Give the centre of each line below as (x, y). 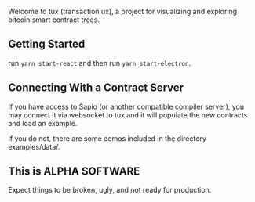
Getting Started (47, 44)
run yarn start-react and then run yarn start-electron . (99, 63)
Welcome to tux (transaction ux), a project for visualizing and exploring (123, 11)
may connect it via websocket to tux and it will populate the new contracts (128, 115)
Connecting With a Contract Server (96, 88)
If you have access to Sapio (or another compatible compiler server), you (126, 106)
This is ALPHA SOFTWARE (74, 171)
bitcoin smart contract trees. (54, 20)
